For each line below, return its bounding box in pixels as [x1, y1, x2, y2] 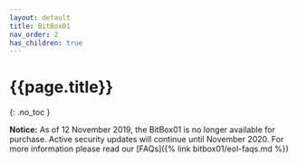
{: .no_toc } [9, 107, 51, 118]
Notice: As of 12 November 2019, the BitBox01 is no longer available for [9, 124, 276, 135]
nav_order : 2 [9, 30, 59, 39]
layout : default [9, 13, 71, 23]
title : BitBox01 [9, 22, 71, 31]
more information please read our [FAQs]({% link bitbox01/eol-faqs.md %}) [9, 143, 290, 154]
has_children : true [9, 38, 83, 48]
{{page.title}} [9, 77, 113, 97]
